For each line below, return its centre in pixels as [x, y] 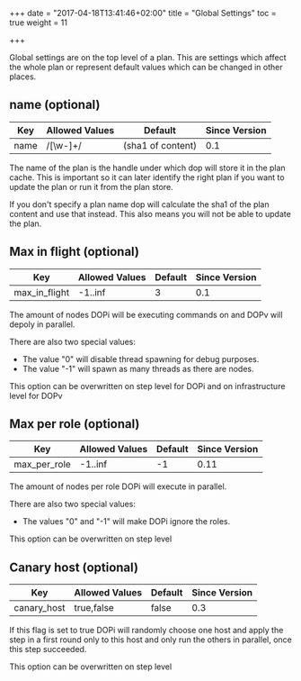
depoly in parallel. [42, 324]
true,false [94, 608]
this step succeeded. [48, 649]
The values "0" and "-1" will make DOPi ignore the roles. [126, 522]
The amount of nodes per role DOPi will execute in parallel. [118, 486]
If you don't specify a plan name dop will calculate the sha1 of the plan [139, 204]
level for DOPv [36, 395]
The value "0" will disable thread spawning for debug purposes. [141, 359]
